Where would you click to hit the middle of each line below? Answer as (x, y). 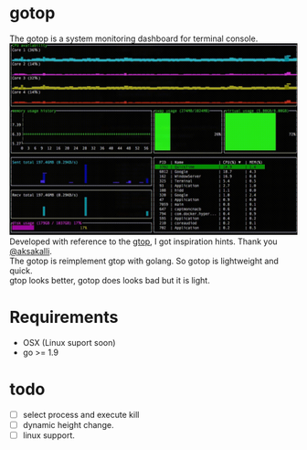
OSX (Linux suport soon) (69, 342)
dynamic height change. (68, 424)
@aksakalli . (31, 251)
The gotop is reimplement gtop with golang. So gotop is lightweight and (144, 261)
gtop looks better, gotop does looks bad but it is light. (110, 280)
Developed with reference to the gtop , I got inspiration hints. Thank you (143, 241)
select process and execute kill (81, 414)
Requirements (64, 317)
